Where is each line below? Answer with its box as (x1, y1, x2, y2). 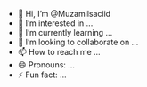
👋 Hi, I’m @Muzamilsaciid (17, 9, 111, 19)
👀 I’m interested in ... (17, 18, 94, 28)
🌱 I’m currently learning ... (17, 28, 113, 37)
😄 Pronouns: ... (17, 59, 76, 70)
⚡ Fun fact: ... (17, 69, 67, 80)
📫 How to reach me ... (17, 47, 101, 57)
